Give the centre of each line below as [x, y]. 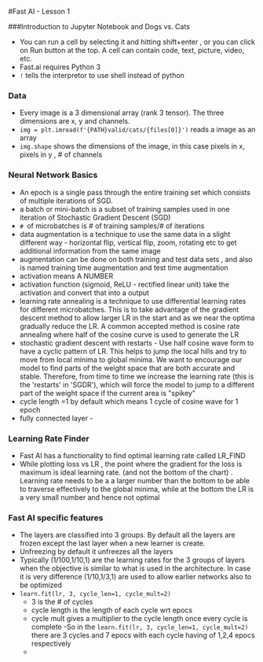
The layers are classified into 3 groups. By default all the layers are [127, 535]
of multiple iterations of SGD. [66, 201]
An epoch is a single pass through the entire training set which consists [135, 192]
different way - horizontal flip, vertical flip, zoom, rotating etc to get [128, 242]
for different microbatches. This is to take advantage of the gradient [129, 309]
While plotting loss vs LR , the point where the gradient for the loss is [131, 464]
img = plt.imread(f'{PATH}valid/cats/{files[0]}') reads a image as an [137, 130]
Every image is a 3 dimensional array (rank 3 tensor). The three [122, 113]
